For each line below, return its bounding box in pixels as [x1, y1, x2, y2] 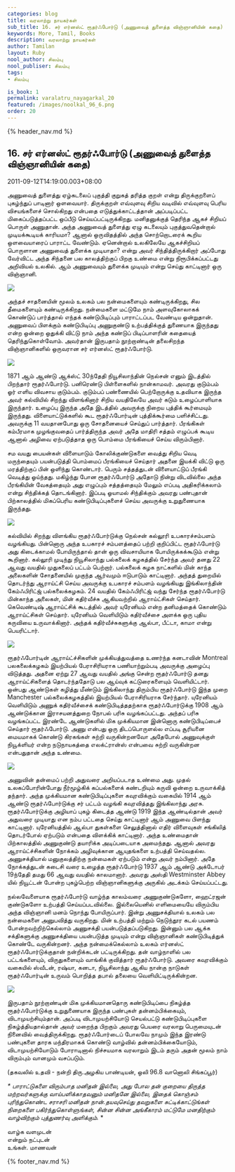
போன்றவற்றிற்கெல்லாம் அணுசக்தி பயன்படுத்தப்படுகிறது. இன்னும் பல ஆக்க [7, 923, 210, 932]
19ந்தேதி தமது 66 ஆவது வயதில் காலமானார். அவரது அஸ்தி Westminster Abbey [7, 870, 226, 878]
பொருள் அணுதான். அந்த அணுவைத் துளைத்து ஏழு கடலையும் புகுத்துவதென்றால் [7, 222, 215, 230]
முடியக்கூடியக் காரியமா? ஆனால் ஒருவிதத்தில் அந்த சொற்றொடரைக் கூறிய [7, 230, 201, 239]
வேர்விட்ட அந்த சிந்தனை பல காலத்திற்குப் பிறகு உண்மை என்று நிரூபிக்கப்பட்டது [7, 254, 219, 262]
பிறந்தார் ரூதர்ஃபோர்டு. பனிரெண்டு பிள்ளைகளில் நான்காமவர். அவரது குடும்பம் [7, 379, 219, 388]
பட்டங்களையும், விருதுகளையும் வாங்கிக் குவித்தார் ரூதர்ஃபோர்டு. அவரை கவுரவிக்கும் [7, 955, 228, 963]
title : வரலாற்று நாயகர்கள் [7, 17, 77, 24]
